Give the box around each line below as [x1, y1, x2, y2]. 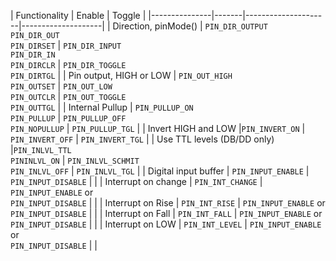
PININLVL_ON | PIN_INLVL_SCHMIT [10, 155, 140, 166]
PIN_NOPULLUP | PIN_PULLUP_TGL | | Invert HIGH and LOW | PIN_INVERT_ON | [10, 123, 306, 134]
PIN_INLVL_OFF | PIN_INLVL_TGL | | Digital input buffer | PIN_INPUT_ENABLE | [10, 165, 310, 177]
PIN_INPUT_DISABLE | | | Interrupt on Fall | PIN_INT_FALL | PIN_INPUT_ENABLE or [10, 208, 323, 219]
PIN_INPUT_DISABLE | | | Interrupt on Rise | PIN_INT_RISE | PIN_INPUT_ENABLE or [10, 197, 326, 209]
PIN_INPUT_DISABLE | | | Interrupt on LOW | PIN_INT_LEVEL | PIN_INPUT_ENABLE [10, 218, 322, 230]
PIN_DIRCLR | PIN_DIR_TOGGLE [10, 59, 127, 70]
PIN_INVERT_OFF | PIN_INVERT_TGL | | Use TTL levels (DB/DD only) [10, 133, 275, 145]
